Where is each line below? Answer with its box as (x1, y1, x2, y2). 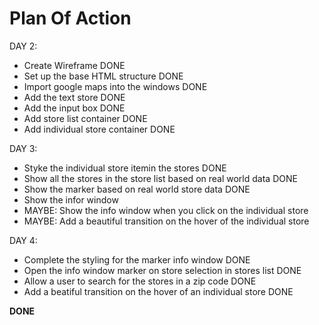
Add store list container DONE (23, 112, 148, 124)
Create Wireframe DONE (23, 59, 126, 71)
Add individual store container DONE (23, 123, 176, 135)
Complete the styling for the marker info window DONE (23, 253, 251, 266)
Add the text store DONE (23, 91, 126, 103)
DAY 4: (9, 234, 38, 246)
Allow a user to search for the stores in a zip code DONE (23, 275, 257, 287)
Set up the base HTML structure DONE (23, 70, 184, 82)
